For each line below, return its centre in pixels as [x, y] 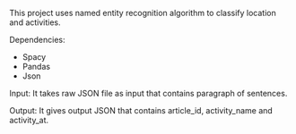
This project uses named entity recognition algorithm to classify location [143, 13]
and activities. [35, 22]
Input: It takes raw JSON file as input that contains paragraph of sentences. [148, 93]
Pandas [36, 67]
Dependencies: [37, 40]
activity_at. [29, 120]
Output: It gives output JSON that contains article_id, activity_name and [141, 110]
